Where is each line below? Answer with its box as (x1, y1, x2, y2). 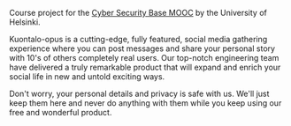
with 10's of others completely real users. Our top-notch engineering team (9, 53, 280, 63)
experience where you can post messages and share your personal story (9, 43, 276, 54)
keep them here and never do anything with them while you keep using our (9, 98, 282, 108)
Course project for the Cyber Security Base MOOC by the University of (9, 8, 267, 18)
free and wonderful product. (9, 107, 112, 117)
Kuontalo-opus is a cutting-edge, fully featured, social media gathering (9, 34, 268, 44)
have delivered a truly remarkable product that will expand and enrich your (9, 62, 281, 72)
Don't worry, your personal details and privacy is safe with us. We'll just (9, 88, 270, 99)
